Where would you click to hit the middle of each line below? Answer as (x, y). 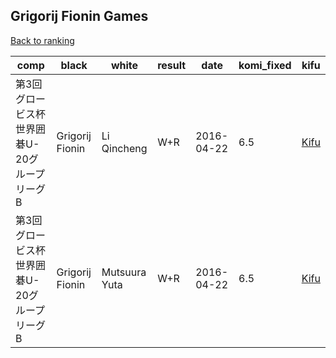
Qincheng (124, 148)
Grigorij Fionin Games (79, 16)
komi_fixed (265, 65)
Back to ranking (42, 40)
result (172, 65)
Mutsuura (124, 272)
